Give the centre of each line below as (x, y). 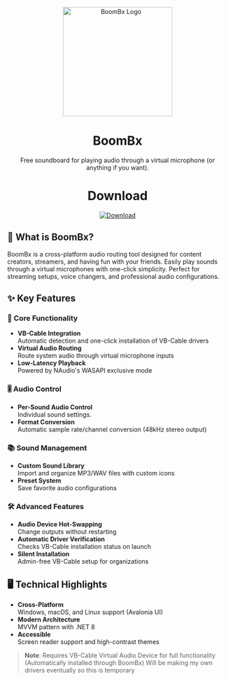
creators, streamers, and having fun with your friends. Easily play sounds (113, 261)
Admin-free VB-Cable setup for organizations (83, 561)
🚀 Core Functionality (43, 318)
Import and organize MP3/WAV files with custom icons (96, 473)
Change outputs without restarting (67, 532)
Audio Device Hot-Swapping (60, 524)
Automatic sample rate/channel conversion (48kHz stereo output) (112, 429)
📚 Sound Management (47, 447)
